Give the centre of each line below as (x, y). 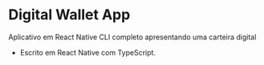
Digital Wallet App (69, 15)
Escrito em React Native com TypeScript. (88, 52)
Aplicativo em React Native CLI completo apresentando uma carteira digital (132, 37)
